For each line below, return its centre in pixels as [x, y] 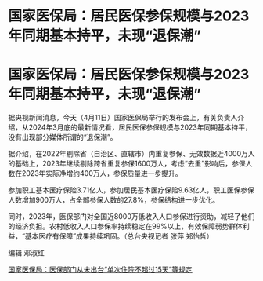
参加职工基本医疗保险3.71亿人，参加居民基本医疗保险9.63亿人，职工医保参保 [131, 190]
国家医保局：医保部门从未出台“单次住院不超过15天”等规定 [101, 270]
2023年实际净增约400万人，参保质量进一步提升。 [102, 173]
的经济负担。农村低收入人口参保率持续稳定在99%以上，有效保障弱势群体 [126, 226]
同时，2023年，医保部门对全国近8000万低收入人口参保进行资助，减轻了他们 [131, 217]
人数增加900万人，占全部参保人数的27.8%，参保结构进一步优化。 [114, 200]
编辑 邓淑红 [26, 253]
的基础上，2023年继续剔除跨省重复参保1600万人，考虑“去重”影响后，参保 [127, 164]
